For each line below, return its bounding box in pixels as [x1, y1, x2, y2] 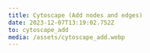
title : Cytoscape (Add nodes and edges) [8, 11, 144, 19]
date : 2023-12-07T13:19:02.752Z [8, 19, 114, 26]
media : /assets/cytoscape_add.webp [8, 33, 126, 41]
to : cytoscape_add [8, 26, 69, 34]
